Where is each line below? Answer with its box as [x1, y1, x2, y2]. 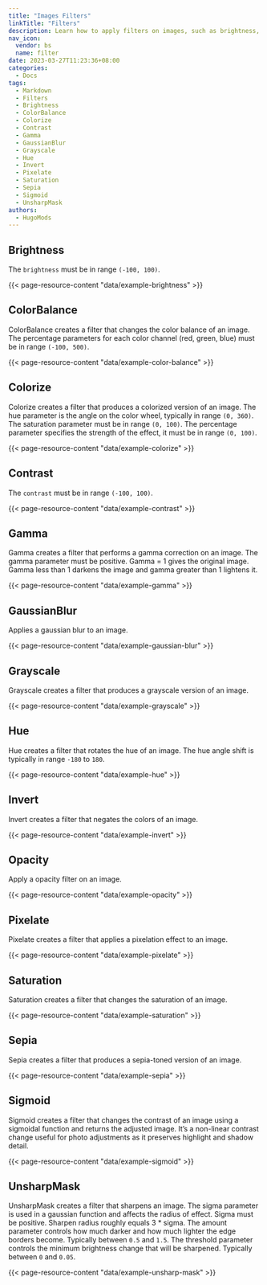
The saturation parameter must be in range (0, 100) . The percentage [8, 419, 238, 428]
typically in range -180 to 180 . [8, 754, 105, 763]
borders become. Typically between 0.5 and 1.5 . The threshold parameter [8, 1235, 253, 1245]
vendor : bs [15, 42, 52, 50]
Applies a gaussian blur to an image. [8, 625, 128, 635]
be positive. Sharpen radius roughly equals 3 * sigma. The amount [8, 1218, 227, 1228]
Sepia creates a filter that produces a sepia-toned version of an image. [8, 1054, 242, 1065]
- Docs [15, 72, 38, 80]
